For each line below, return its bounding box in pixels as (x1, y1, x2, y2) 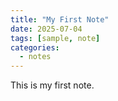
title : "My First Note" (10, 14, 110, 25)
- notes (19, 52, 52, 62)
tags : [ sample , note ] (10, 33, 101, 43)
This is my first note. (10, 79, 95, 91)
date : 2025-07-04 (10, 24, 83, 34)
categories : (10, 42, 60, 53)
